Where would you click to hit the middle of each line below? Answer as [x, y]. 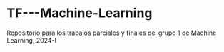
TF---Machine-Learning [80, 13]
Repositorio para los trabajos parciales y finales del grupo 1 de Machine [112, 33]
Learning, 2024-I [31, 40]
